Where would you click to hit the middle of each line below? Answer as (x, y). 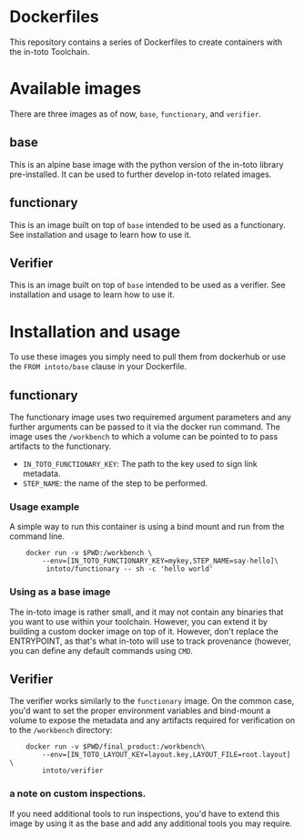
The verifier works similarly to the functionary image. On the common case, (152, 701)
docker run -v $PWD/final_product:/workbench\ (116, 747)
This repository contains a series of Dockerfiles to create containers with (146, 42)
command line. (37, 536)
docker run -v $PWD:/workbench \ (89, 553)
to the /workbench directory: (61, 730)
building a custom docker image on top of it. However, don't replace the (144, 631)
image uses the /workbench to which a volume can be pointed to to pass (144, 437)
